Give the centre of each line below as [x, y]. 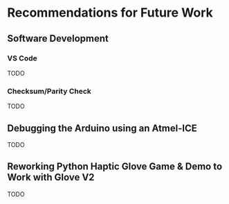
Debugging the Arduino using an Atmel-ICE [102, 128]
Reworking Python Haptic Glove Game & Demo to [115, 167]
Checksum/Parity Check [49, 91]
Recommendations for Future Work [110, 13]
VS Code [22, 58]
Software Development [58, 39]
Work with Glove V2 [51, 177]
